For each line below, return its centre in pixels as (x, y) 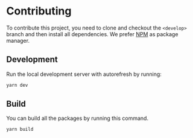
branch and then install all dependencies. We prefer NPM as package (92, 34)
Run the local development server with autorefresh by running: (84, 74)
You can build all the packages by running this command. (78, 118)
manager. (18, 40)
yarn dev (17, 85)
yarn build (20, 130)
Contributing (39, 11)
